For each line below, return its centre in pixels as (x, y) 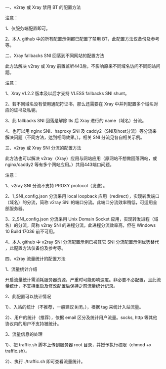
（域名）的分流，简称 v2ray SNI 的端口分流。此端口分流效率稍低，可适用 (79, 202)
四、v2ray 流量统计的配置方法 (35, 259)
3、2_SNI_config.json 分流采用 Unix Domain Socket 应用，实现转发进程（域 (82, 219)
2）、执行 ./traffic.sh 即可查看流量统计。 (45, 361)
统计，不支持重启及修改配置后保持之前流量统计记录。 (63, 286)
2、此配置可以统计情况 (28, 296)
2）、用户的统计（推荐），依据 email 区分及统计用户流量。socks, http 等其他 (81, 317)
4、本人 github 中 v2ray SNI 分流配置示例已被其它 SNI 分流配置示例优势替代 (82, 242)
